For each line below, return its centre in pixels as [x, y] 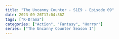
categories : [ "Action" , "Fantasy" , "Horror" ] [54, 24]
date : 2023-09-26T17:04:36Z [35, 15]
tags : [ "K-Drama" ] [25, 19]
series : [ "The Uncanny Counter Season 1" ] [51, 29]
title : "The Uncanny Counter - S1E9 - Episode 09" [60, 10]
